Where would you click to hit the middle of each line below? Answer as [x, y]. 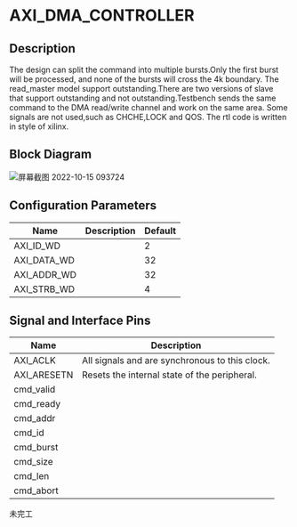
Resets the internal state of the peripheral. [169, 375]
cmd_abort [36, 491]
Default [160, 231]
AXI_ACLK [35, 361]
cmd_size [33, 462]
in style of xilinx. [39, 126]
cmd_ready [37, 404]
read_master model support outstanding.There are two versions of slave [141, 89]
